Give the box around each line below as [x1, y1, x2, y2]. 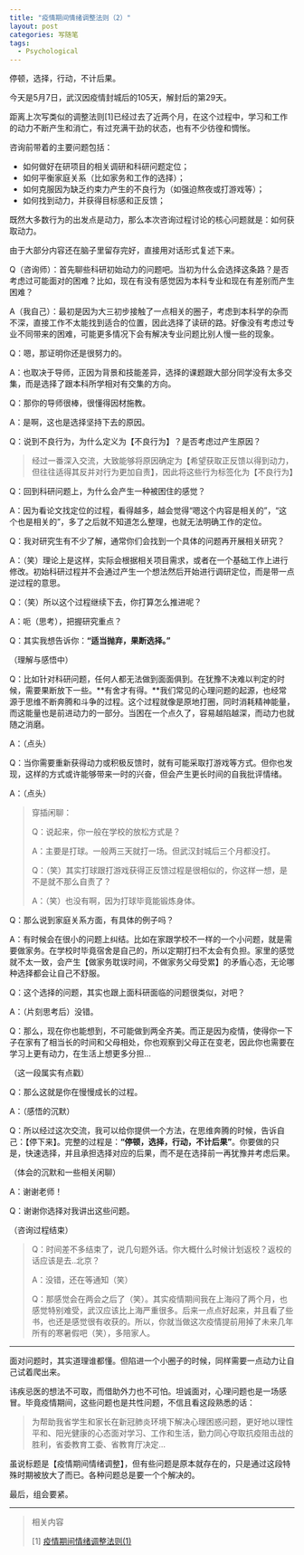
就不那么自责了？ [47, 876, 111, 887]
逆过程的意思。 [9, 577, 65, 588]
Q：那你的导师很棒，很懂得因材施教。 [9, 397, 151, 408]
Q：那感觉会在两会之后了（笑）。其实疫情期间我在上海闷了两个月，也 [31, 1293, 288, 1304]
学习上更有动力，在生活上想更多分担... [9, 1048, 152, 1059]
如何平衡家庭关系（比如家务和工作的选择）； [22, 173, 185, 184]
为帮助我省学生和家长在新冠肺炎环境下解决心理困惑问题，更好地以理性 [31, 1417, 294, 1427]
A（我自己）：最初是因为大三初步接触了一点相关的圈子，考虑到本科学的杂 [9, 306, 280, 317]
